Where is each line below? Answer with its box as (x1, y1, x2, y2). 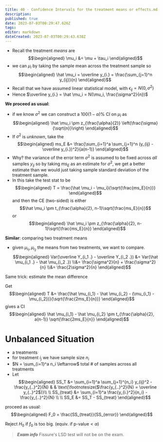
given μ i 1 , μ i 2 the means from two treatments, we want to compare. (12, 244, 145, 252)
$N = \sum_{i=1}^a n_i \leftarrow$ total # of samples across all (12, 361, 137, 367)
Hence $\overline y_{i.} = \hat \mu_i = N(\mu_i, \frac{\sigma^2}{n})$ (12, 92, 148, 97)
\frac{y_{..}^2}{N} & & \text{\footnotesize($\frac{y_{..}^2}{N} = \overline (14, 384, 157, 390)
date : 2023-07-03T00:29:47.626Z (5, 20, 71, 26)
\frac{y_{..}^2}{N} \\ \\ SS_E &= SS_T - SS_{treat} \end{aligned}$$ (20, 395, 151, 401)
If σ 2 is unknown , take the (12, 132, 64, 139)
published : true (5, 16, 38, 21)
